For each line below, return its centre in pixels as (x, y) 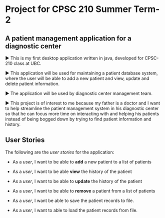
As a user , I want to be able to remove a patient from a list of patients (84, 190)
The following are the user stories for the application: (60, 152)
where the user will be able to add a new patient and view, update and (77, 78)
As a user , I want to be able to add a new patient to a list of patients (82, 161)
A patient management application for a (68, 38)
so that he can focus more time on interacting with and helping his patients (82, 114)
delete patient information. (32, 84)
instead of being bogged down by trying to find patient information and (78, 119)
